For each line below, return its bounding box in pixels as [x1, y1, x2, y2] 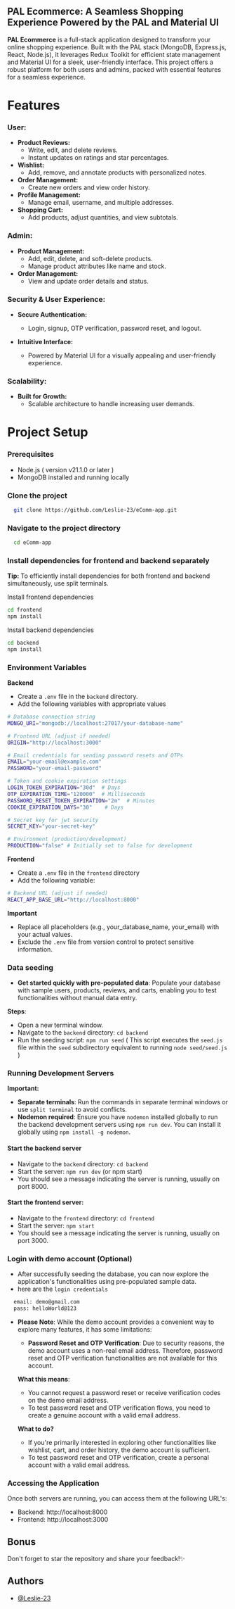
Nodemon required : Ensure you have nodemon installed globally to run [17, 1113, 218, 1121]
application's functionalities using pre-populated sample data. [17, 1277, 197, 1286]
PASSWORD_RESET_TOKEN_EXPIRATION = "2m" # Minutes [7, 797, 156, 804]
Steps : [7, 1007, 27, 1016]
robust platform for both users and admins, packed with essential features [7, 65, 222, 73]
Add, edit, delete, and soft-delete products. [27, 254, 153, 263]
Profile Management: [17, 191, 81, 199]
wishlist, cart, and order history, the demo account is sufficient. [27, 1446, 211, 1454]
